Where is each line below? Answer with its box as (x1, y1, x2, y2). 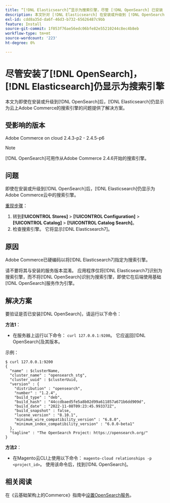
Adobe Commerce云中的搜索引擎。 (5, 192, 79, 198)
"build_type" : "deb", (14, 395, 62, 400)
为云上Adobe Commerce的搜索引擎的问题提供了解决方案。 (5, 105, 127, 111)
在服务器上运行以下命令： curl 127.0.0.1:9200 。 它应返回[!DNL (12, 332, 146, 338)
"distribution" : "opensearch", (14, 386, 82, 391)
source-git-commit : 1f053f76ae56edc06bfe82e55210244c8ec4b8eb (5, 26, 139, 31)
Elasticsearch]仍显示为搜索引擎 (32, 80, 164, 92)
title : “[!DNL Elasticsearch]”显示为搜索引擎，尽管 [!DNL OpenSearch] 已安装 (5, 7, 163, 13)
